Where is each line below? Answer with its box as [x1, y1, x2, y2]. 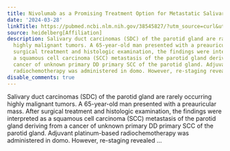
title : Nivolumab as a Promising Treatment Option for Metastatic [7, 10, 201, 17]
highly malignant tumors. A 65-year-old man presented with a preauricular [7, 100, 217, 108]
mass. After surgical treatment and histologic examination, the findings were [7, 107, 222, 115]
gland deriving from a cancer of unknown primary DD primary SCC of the [7, 121, 214, 130]
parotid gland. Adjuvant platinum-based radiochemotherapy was [7, 129, 190, 137]
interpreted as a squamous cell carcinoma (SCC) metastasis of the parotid [7, 115, 216, 123]
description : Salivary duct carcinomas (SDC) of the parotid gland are [7, 36, 216, 43]
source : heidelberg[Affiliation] [7, 29, 103, 36]
